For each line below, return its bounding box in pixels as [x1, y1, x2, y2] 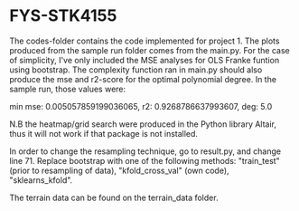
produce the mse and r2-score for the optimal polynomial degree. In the [9, 73, 277, 84]
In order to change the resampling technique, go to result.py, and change [9, 146, 282, 157]
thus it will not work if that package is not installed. [9, 128, 199, 139]
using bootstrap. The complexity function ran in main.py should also [9, 64, 263, 75]
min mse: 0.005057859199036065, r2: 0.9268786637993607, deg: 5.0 [9, 101, 273, 111]
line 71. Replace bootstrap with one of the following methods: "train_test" [9, 155, 280, 166]
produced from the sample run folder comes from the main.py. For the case [9, 44, 291, 55]
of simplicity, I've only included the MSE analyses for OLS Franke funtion [9, 54, 280, 65]
